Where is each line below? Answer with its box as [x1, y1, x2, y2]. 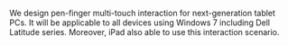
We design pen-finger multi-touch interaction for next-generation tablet [9, 8, 275, 18]
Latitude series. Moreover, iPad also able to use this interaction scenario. [9, 27, 280, 37]
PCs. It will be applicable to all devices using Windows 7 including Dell [9, 17, 271, 28]
